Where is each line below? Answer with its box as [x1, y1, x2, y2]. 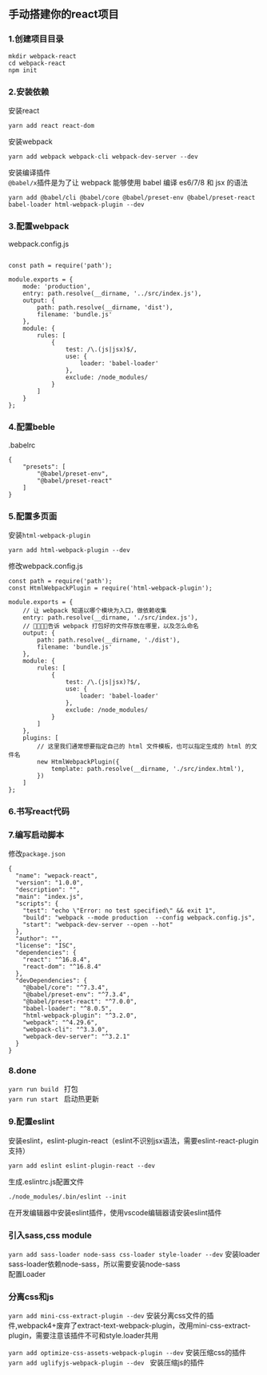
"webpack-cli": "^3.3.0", [22, 1026, 110, 1034]
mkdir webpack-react [8, 52, 78, 60]
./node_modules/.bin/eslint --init [8, 1193, 127, 1201]
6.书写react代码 [8, 805, 70, 817]
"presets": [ [22, 463, 66, 471]
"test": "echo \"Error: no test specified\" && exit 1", [22, 907, 217, 915]
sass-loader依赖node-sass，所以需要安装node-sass [8, 1259, 181, 1269]
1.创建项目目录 [8, 34, 64, 45]
